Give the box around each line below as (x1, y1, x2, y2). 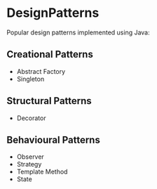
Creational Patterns (6, 48, 94, 60)
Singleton (16, 74, 45, 83)
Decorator (16, 114, 46, 122)
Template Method (16, 167, 68, 176)
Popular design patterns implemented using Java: (6, 28, 150, 37)
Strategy (16, 160, 42, 169)
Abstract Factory (16, 67, 66, 75)
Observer (16, 152, 45, 161)
